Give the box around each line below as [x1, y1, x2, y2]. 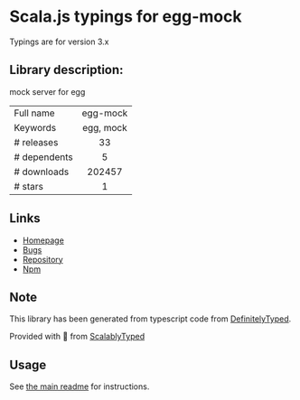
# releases [14, 135, 59, 148]
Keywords [14, 121, 57, 134]
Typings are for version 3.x [9, 36, 109, 47]
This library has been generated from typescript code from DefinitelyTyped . [9, 313, 292, 324]
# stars [14, 180, 43, 192]
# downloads [14, 165, 70, 178]
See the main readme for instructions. [9, 381, 150, 392]
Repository [22, 254, 63, 265]
